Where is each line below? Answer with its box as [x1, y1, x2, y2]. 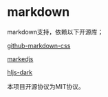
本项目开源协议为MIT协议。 [7, 82, 85, 90]
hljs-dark [7, 68, 33, 76]
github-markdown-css [7, 41, 71, 50]
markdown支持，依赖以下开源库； [7, 28, 104, 36]
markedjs [7, 54, 34, 63]
